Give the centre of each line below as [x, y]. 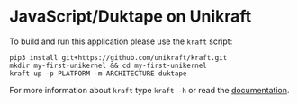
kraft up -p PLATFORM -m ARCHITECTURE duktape [98, 74]
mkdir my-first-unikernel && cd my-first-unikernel [108, 65]
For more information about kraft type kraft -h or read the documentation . [149, 90]
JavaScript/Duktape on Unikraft [131, 17]
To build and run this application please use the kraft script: [121, 41]
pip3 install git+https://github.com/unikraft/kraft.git [118, 57]
